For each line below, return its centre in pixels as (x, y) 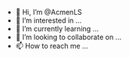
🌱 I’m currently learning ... (57, 29)
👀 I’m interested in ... (48, 20)
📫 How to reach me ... (52, 46)
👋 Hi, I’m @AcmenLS (48, 12)
